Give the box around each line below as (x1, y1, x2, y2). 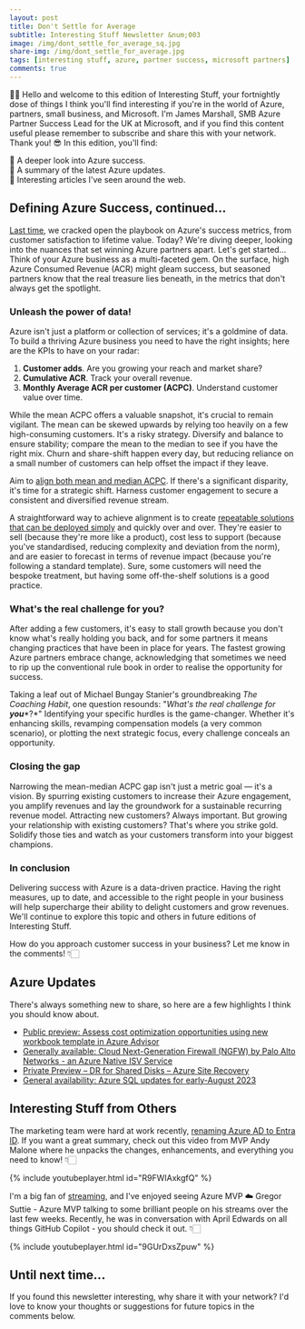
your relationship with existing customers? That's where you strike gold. (9, 819, 279, 830)
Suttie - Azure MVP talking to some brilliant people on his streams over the (9, 1204, 289, 1214)
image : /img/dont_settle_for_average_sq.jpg (9, 38, 181, 48)
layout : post (9, 13, 59, 23)
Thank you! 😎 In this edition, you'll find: (9, 137, 158, 148)
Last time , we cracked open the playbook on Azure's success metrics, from (9, 225, 292, 235)
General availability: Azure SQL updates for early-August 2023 (22, 1074, 257, 1085)
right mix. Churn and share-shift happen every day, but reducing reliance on (9, 447, 294, 459)
